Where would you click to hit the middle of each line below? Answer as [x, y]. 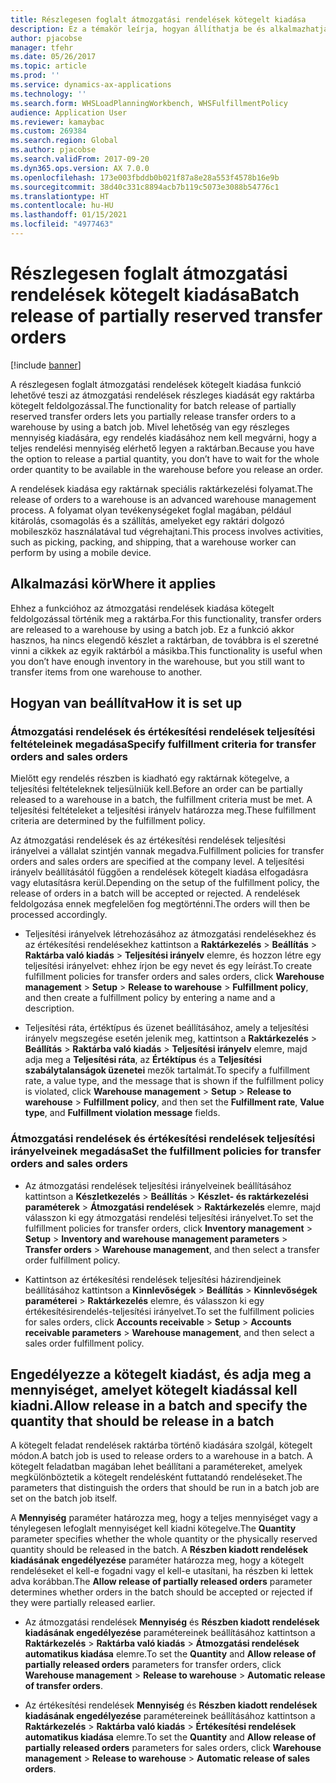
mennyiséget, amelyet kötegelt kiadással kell [154, 1390]
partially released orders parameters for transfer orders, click [153, 1665]
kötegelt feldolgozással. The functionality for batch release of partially [153, 405]
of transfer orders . [63, 1686]
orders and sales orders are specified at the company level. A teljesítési [157, 862]
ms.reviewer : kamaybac [57, 122]
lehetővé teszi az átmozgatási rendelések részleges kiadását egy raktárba [162, 395]
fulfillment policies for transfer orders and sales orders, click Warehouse [174, 977]
